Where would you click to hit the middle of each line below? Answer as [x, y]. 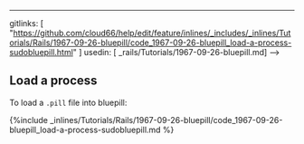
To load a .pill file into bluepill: [68, 102]
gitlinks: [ [26, 23]
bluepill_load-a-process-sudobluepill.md [85, 130]
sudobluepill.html [42, 52]
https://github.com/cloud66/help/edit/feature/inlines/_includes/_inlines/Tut [152, 33]
